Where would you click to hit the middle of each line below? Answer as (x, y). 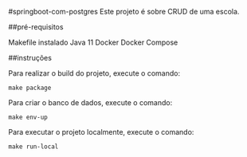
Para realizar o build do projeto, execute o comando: (94, 73)
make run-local (33, 147)
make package (30, 88)
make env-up (28, 117)
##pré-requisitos (36, 27)
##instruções (30, 58)
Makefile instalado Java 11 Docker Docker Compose (93, 42)
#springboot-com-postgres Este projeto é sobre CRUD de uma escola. (124, 12)
